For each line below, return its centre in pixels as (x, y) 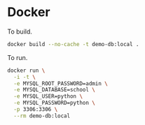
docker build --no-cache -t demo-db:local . (73, 44)
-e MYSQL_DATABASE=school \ (55, 90)
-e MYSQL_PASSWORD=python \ (55, 103)
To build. (20, 31)
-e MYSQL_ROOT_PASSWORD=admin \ (61, 83)
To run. (18, 57)
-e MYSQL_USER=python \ (48, 96)
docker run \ (26, 71)
